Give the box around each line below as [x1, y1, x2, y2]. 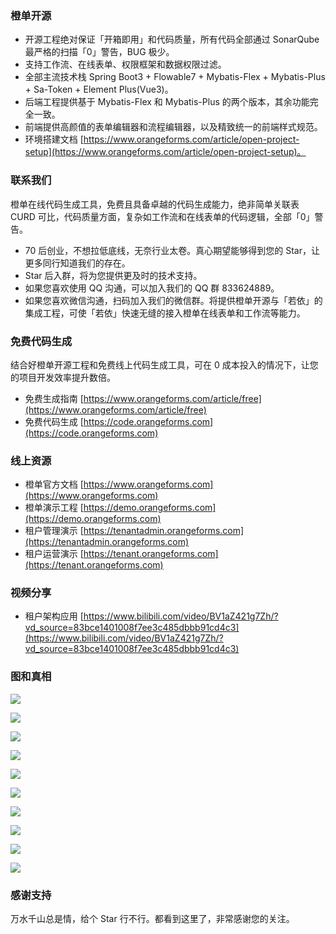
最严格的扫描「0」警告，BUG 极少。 [24, 46, 175, 58]
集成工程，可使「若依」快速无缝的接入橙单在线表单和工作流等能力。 [24, 307, 306, 319]
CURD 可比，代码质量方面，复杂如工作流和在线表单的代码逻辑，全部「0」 [10, 210, 315, 222]
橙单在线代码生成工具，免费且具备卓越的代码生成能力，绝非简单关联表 [10, 198, 300, 210]
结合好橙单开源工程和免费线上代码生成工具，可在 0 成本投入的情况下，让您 [10, 358, 319, 371]
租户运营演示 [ [24, 548, 84, 560]
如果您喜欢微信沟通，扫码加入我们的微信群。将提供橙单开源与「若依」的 [24, 294, 323, 306]
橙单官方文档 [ [24, 478, 84, 491]
